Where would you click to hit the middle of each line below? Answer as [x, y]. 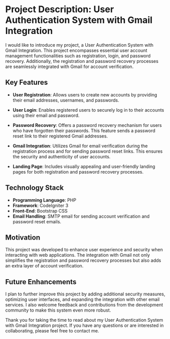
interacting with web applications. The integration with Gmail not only [78, 255]
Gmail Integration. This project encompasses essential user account [76, 50]
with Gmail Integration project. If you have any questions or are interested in [84, 325]
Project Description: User [60, 9]
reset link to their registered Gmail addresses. [60, 136]
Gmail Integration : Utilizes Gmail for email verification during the [80, 146]
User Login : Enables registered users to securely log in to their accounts [88, 110]
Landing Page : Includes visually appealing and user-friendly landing [84, 166]
